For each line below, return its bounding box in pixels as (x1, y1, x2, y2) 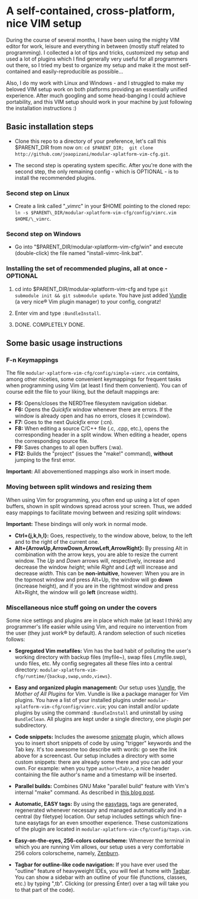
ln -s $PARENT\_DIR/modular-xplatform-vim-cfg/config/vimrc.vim (14, 210, 177, 216)
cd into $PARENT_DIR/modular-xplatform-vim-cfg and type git (14, 285, 168, 292)
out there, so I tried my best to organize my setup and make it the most (6, 61, 178, 69)
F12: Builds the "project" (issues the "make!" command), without (14, 450, 173, 457)
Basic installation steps (6, 122, 94, 132)
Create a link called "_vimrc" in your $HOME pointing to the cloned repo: (14, 203, 191, 210)
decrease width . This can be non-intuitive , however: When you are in (14, 569, 185, 576)
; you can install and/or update (105, 703, 179, 710)
